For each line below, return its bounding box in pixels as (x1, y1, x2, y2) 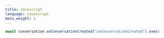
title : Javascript (5, 7, 42, 12)
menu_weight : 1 (5, 16, 36, 21)
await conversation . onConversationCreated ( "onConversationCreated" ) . (5, 29, 150, 34)
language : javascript (5, 12, 49, 16)
